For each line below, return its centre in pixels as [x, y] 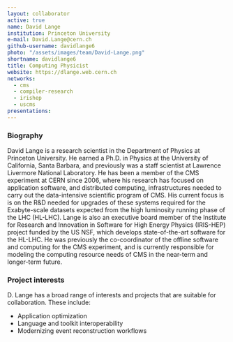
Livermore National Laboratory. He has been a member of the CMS [103, 173]
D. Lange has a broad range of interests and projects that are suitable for [112, 295]
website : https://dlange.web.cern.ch [62, 72]
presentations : [29, 111]
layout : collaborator [39, 14]
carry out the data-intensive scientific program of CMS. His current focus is [116, 195]
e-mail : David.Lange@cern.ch [50, 40]
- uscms [25, 105]
